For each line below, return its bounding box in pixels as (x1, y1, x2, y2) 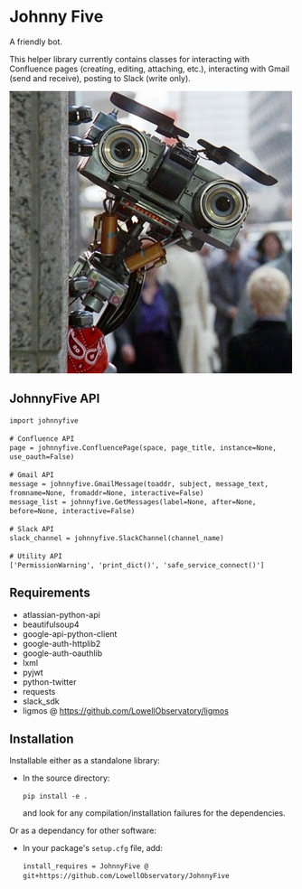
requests (22, 686, 56, 697)
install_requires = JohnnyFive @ (22, 862, 149, 871)
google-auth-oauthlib (22, 648, 103, 659)
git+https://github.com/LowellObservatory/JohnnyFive (22, 872, 230, 881)
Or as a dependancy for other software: (9, 825, 156, 837)
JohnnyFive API (9, 391, 100, 407)
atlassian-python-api (22, 609, 101, 620)
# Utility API (9, 551, 63, 561)
